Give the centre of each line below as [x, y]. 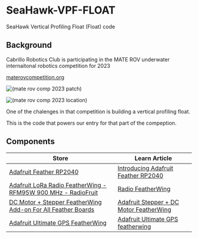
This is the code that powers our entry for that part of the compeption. [91, 123]
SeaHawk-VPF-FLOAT [61, 10]
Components [30, 141]
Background [29, 45]
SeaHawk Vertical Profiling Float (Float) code [61, 27]
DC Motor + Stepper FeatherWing [55, 202]
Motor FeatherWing [144, 209]
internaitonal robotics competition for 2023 [58, 66]
